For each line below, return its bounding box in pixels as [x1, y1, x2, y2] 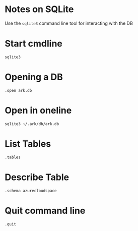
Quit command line [5, 205, 86, 216]
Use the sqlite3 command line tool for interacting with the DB [5, 20, 133, 26]
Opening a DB [5, 72, 63, 83]
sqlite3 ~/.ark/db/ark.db [5, 121, 59, 127]
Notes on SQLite [5, 4, 74, 15]
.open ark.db [5, 88, 32, 93]
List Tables [5, 138, 51, 149]
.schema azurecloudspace [5, 188, 57, 193]
